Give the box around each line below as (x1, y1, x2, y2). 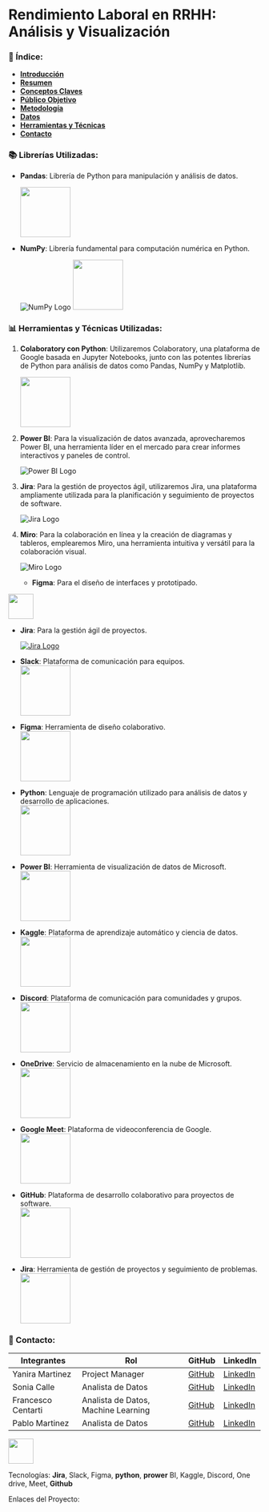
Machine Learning (82, 1405, 151, 1416)
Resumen (19, 78, 53, 87)
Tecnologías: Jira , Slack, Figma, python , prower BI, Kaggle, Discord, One (8, 1470, 251, 1480)
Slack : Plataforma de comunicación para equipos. (19, 657, 186, 666)
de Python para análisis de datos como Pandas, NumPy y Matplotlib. (19, 361, 246, 370)
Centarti (12, 1405, 43, 1416)
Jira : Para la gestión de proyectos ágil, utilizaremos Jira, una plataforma (19, 482, 258, 491)
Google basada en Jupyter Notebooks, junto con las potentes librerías (19, 353, 251, 362)
